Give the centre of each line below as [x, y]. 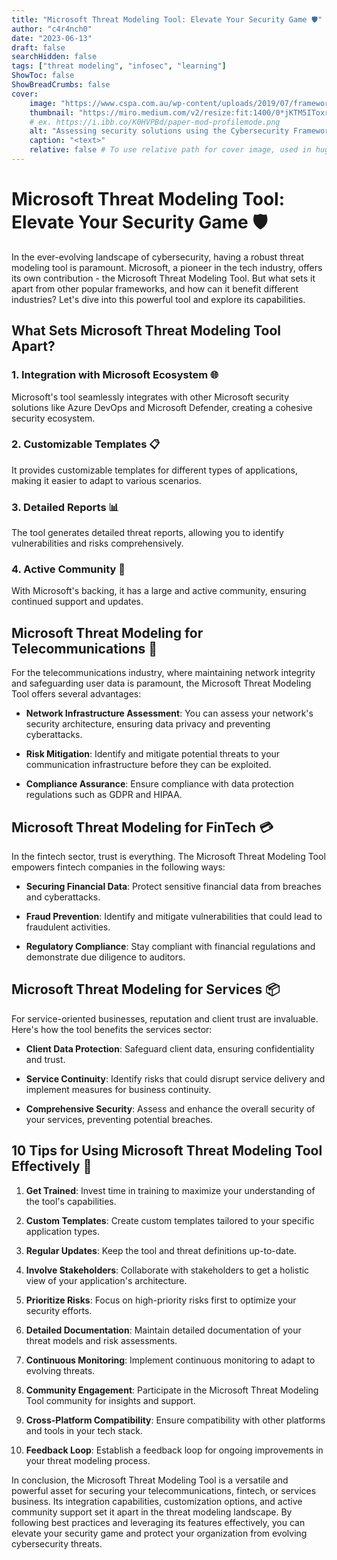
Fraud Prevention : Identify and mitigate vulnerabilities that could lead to [174, 917]
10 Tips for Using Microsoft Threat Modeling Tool [167, 1151]
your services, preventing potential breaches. [119, 1119]
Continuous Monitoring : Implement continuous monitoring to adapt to [170, 1360]
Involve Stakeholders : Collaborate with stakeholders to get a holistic [167, 1270]
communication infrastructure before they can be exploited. [148, 765]
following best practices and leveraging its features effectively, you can [158, 1522]
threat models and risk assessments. [101, 1340]
